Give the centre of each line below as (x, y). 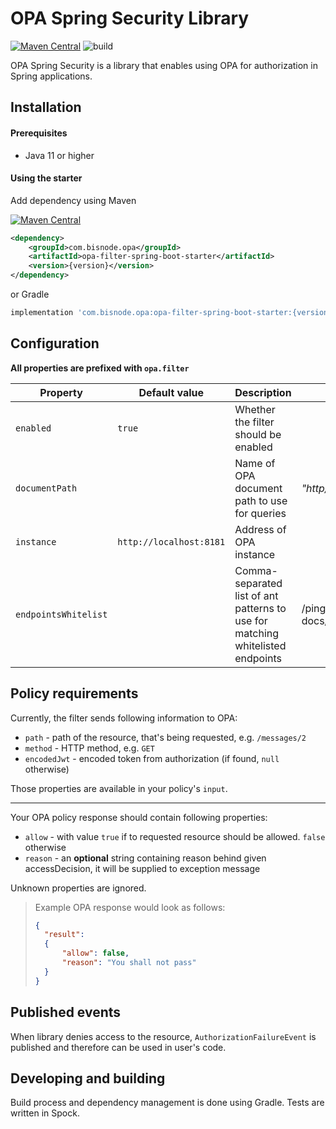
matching (257, 633)
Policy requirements (74, 693)
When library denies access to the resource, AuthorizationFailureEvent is (163, 1036)
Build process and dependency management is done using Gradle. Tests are (167, 1103)
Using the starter (46, 178)
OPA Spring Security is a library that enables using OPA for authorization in (164, 65)
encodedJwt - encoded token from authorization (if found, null (152, 758)
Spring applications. (51, 76)
